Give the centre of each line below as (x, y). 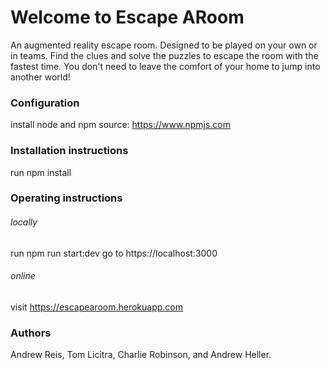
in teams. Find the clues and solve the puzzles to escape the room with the (164, 55)
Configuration (45, 103)
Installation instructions (69, 151)
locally (24, 222)
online (23, 276)
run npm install (41, 172)
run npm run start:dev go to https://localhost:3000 (114, 253)
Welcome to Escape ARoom (127, 17)
